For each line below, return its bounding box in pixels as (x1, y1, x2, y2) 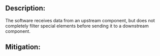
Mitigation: (5, 43, 41, 51)
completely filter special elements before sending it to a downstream (5, 23, 149, 29)
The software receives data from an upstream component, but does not (5, 17, 155, 23)
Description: (5, 4, 46, 13)
